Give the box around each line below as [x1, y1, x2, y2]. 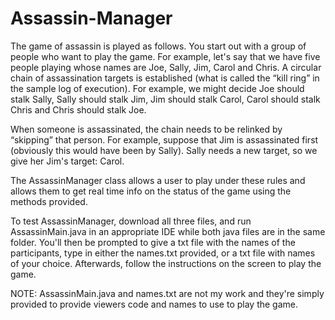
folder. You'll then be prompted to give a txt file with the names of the [10, 236, 296, 248]
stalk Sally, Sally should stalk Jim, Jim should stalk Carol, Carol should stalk [10, 93, 321, 105]
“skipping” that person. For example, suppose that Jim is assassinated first [10, 133, 319, 146]
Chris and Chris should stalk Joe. [10, 103, 147, 116]
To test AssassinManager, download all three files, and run [10, 215, 252, 227]
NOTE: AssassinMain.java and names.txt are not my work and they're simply [10, 287, 325, 299]
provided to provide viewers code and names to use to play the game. [10, 298, 299, 310]
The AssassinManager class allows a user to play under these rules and [10, 174, 306, 186]
